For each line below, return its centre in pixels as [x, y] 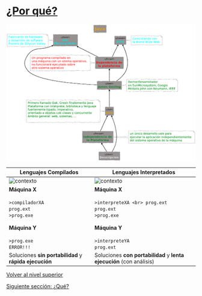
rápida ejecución [30, 261]
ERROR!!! [20, 247]
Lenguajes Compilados [49, 172]
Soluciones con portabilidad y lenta [139, 255]
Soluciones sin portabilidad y [45, 255]
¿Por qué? [32, 11]
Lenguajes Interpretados [144, 172]
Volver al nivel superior [35, 275]
